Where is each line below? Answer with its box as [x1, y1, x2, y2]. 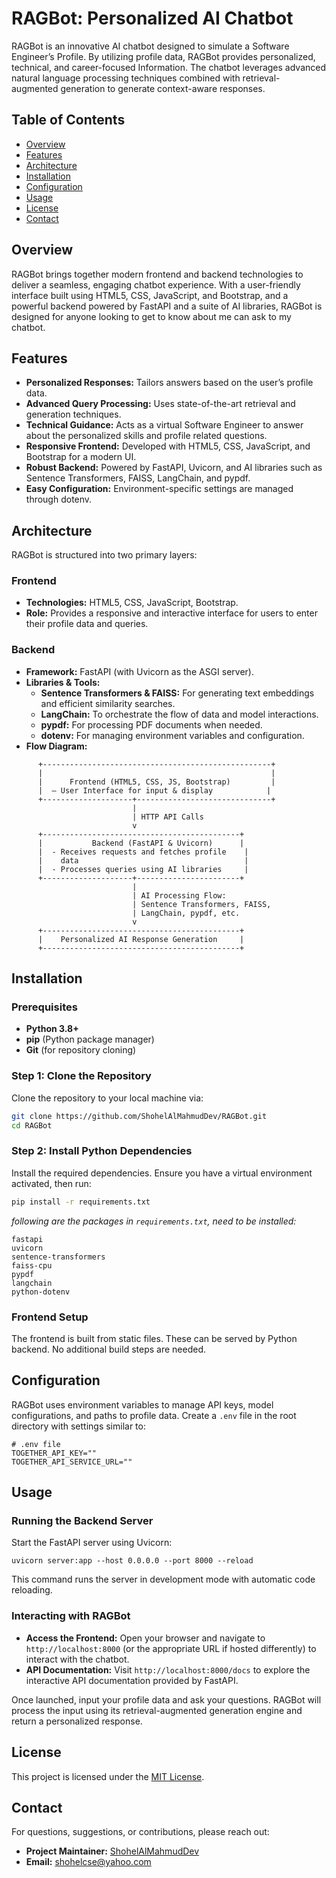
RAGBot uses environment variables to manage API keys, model [11, 1398, 274, 1411]
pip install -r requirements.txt [11, 1197, 151, 1207]
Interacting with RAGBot [11, 1609, 131, 1623]
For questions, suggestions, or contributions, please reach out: [11, 1826, 270, 1838]
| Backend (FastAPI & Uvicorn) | [37, 838, 245, 848]
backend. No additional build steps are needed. [11, 1343, 206, 1355]
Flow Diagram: [25, 740, 88, 752]
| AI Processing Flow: [132, 890, 227, 901]
